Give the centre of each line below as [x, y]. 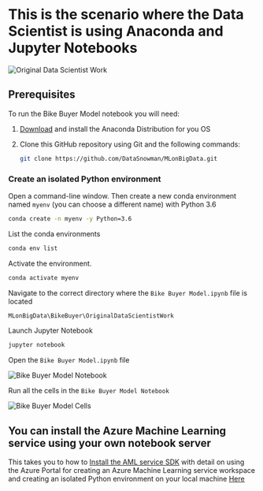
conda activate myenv [44, 277]
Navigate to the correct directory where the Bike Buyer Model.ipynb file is [128, 292]
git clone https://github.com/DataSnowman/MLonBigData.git [119, 158]
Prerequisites [42, 95]
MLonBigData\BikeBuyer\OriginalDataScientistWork [91, 316]
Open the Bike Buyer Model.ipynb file [69, 360]
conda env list [33, 248]
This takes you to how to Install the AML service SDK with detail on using [126, 462]
